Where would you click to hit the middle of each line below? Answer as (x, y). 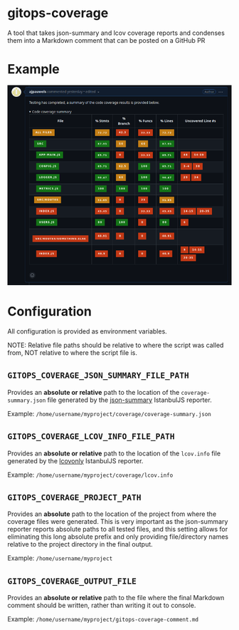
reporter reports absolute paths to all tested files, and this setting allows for (118, 530)
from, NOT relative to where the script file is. (72, 353)
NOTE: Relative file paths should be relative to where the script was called (116, 345)
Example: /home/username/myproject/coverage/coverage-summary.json (110, 413)
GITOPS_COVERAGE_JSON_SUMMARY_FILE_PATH (99, 376)
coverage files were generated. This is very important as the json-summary (118, 522)
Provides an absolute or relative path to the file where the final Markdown (116, 598)
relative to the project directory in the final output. (80, 544)
